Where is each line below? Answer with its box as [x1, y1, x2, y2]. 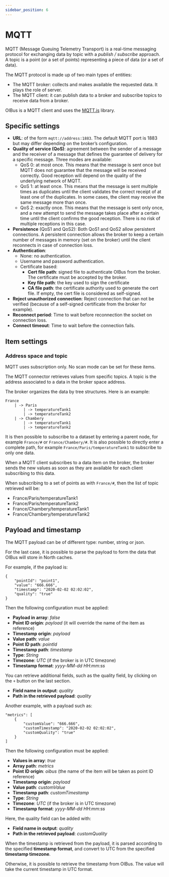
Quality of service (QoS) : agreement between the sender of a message [12, 146, 162, 152]
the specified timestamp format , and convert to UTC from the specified [5, 845, 155, 852]
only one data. [5, 450, 35, 456]
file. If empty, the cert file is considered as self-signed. [27, 290, 141, 296]
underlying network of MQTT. [20, 178, 82, 184]
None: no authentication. [20, 253, 72, 259]
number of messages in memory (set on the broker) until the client [12, 237, 151, 243]
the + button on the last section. [5, 677, 71, 683]
